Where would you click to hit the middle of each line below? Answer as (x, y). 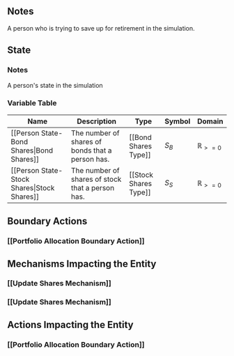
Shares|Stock (33, 187)
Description (96, 121)
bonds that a (92, 150)
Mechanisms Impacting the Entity (82, 264)
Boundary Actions (47, 221)
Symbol (178, 121)
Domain (210, 121)
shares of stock (96, 179)
